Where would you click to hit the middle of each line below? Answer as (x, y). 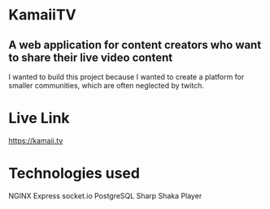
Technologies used (74, 174)
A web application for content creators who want (135, 45)
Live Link (39, 118)
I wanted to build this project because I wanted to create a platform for (126, 77)
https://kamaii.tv (36, 140)
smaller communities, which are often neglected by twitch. (107, 85)
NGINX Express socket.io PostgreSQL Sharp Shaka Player (105, 195)
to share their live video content (91, 57)
